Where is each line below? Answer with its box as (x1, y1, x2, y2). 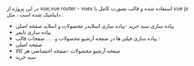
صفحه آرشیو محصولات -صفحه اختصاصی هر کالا (15, 47, 121, 54)
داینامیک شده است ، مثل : (7, 11, 64, 18)
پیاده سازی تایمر (15, 29, 51, 36)
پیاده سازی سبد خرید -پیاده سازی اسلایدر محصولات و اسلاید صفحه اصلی (15, 23, 174, 29)
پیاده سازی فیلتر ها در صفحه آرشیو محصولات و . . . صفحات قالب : (15, 35, 160, 41)
